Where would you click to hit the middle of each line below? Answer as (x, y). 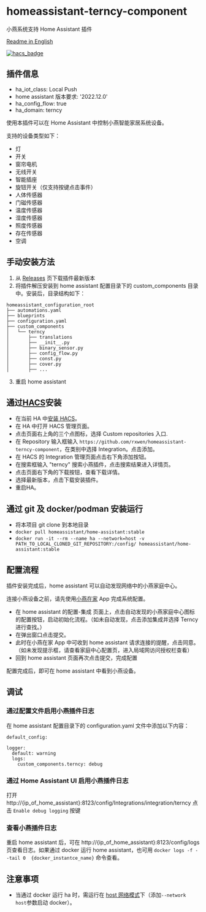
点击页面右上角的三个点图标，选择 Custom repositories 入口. (91, 434)
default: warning (34, 753)
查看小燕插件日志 (32, 828)
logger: (16, 748)
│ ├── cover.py (34, 364)
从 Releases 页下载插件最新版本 (55, 278)
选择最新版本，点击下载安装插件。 (58, 480)
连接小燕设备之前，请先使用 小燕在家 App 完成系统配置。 (78, 599)
